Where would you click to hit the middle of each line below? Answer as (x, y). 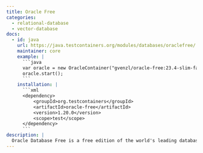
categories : (21, 17)
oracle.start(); (43, 73)
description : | (25, 135)
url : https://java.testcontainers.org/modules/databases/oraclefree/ (107, 46)
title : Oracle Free (31, 12)
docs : (13, 34)
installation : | (38, 85)
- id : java (25, 40)
